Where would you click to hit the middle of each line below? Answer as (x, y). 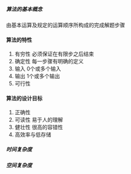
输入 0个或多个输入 (38, 69)
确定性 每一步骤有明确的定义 (49, 62)
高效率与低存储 (33, 135)
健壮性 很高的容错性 (39, 127)
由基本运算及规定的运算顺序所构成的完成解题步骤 (65, 25)
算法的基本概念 (24, 9)
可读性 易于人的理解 (39, 120)
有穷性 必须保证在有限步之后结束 (54, 54)
